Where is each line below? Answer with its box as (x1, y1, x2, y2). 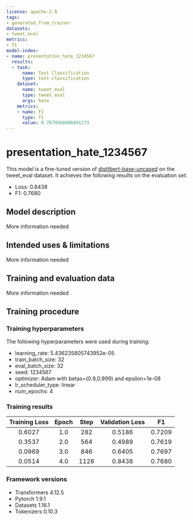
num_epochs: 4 (14, 388, 53, 395)
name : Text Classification (22, 70, 90, 76)
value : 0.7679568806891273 (22, 120, 90, 126)
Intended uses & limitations (6, 240, 110, 250)
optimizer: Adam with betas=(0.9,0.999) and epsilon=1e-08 (14, 375, 161, 383)
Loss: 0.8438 (14, 183, 48, 191)
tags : (6, 14, 20, 20)
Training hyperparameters (6, 324, 84, 332)
